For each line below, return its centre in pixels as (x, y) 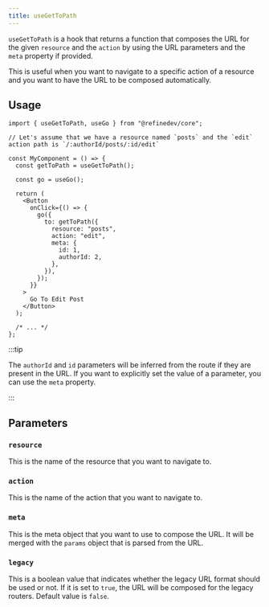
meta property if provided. (51, 55)
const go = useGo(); (50, 180)
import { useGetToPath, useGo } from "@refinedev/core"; (106, 124)
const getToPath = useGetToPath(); (75, 166)
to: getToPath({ (71, 222)
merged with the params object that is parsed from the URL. (106, 543)
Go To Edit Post (57, 299)
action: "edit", (78, 236)
